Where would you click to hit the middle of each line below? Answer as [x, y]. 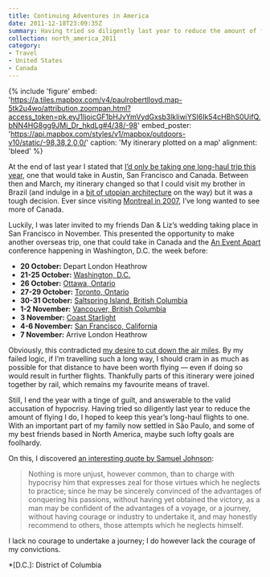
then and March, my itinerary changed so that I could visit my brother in [127, 183]
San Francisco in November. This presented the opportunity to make [121, 233]
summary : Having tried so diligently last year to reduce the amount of [133, 31]
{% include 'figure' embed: [53, 91]
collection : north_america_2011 [62, 38]
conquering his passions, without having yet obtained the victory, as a [144, 499]
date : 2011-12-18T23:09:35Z [55, 23]
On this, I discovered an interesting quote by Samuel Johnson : [111, 458]
